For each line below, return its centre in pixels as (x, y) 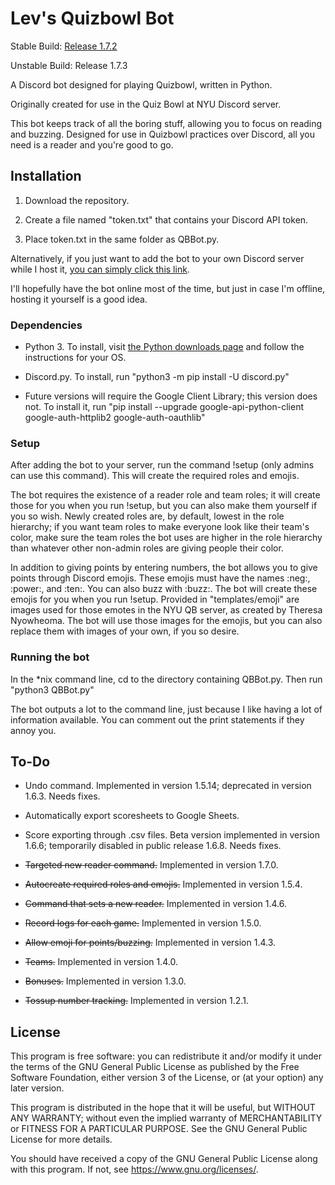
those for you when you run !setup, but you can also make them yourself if (164, 506)
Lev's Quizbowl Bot (92, 18)
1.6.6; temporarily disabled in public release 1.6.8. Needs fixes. (153, 846)
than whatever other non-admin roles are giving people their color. (147, 548)
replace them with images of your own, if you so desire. (125, 631)
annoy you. (33, 730)
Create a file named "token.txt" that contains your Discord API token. (166, 219)
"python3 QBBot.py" (52, 689)
